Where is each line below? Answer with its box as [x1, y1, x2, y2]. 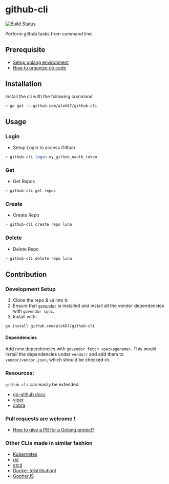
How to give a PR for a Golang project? [12, 427, 95, 433]
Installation [5, 80, 42, 88]
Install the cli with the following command [5, 93, 93, 99]
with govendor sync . [12, 308, 55, 314]
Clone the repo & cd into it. [12, 297, 69, 303]
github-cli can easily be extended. [5, 381, 80, 387]
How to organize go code [12, 64, 67, 70]
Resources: [5, 369, 34, 377]
